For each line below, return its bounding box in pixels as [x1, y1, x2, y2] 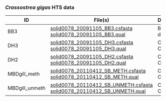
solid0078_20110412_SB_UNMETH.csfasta [50, 82, 153, 89]
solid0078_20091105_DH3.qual [50, 45, 126, 52]
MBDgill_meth [7, 70, 40, 77]
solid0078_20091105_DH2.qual [50, 60, 126, 67]
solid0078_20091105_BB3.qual [50, 31, 126, 38]
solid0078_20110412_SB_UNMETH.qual [50, 88, 146, 95]
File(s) [93, 17, 110, 24]
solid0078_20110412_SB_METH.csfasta [50, 67, 146, 74]
